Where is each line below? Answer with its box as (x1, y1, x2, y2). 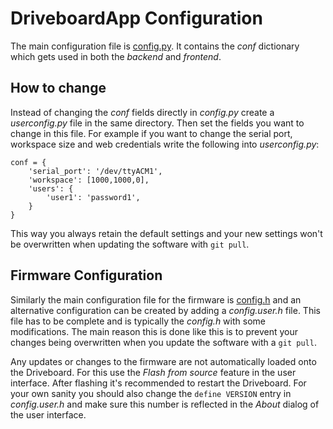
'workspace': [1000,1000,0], (28, 175, 150, 185)
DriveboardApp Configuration (10, 7, 263, 30)
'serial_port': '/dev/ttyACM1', (28, 166, 163, 176)
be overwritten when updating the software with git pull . (10, 238, 250, 250)
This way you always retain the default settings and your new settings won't (10, 227, 323, 239)
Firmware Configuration (10, 267, 163, 284)
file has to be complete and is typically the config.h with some (10, 315, 266, 327)
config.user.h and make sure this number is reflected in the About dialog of (10, 398, 320, 410)
